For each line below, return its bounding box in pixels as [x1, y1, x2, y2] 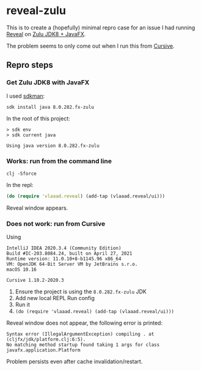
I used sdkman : [6, 92, 45, 100]
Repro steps [6, 60, 53, 70]
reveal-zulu [6, 4, 66, 18]
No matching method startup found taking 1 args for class [6, 342, 160, 348]
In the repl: [6, 181, 34, 188]
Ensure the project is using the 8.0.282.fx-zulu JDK [15, 288, 147, 295]
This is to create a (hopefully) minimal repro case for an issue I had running [6, 24, 196, 31]
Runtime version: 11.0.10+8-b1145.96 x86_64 [6, 256, 122, 262]
